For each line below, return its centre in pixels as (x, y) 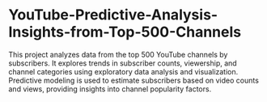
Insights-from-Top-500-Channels (125, 32)
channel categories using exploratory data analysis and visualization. (123, 71)
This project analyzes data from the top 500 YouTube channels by (118, 54)
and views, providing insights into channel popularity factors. (110, 89)
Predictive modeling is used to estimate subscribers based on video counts (133, 80)
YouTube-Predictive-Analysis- (113, 15)
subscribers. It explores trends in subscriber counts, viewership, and (123, 63)
